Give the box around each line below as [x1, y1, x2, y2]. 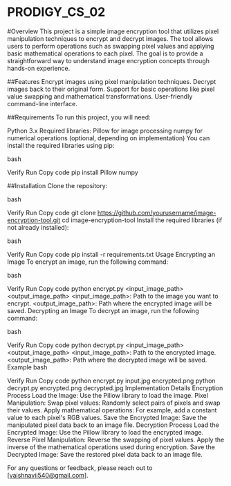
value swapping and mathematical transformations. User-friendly [7, 92, 193, 101]
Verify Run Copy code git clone [7, 208, 96, 217]
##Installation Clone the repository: [7, 181, 108, 190]
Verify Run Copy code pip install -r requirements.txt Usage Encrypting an [7, 250, 216, 258]
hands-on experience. [7, 64, 71, 72]
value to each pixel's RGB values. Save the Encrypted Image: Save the [7, 413, 207, 421]
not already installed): [7, 223, 69, 231]
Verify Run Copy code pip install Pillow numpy [7, 168, 138, 176]
